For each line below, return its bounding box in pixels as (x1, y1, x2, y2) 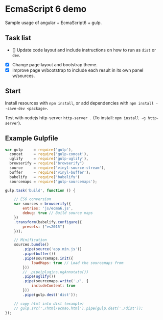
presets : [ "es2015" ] (23, 224, 65, 229)
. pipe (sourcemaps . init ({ (23, 256, 73, 261)
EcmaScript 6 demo (5, 3, 87, 15)
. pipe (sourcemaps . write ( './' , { (23, 279, 89, 284)
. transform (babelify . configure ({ (14, 219, 82, 224)
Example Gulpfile (5, 134, 58, 143)
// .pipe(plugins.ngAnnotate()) (23, 269, 89, 274)
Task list (5, 34, 31, 42)
